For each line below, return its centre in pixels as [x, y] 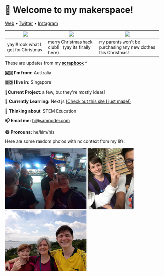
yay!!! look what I [24, 45]
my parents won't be [120, 42]
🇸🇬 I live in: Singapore [28, 82]
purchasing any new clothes [127, 47]
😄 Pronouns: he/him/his [30, 132]
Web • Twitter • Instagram [31, 23]
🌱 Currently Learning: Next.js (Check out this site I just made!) [68, 101]
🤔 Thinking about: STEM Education [41, 111]
